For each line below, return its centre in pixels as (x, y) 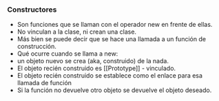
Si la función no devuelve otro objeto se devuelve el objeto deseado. (114, 90)
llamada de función (44, 83)
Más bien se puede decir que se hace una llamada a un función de (112, 39)
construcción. (37, 47)
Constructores (32, 10)
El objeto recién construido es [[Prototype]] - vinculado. (96, 68)
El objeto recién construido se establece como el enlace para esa (110, 76)
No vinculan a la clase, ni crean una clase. (76, 32)
